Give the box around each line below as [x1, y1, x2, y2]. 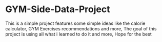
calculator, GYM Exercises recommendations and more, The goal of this [5, 25, 157, 31]
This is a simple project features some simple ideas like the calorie [5, 20, 146, 26]
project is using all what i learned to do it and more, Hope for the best [5, 31, 152, 37]
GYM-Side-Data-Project [5, 4, 110, 15]
